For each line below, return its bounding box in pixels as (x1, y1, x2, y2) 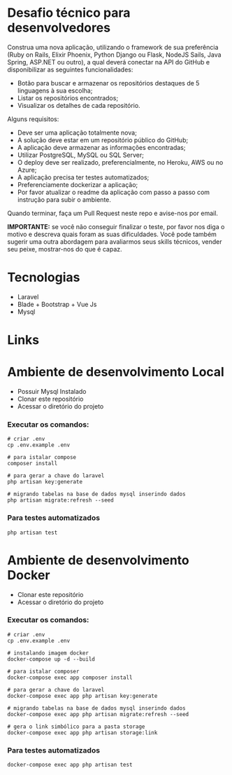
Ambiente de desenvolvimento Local (7, 364, 225, 380)
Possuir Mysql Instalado (17, 387, 87, 395)
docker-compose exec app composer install (7, 674, 133, 681)
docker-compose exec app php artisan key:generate (7, 692, 158, 699)
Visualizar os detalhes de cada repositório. (17, 101, 141, 109)
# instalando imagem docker (7, 650, 89, 657)
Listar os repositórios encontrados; (17, 93, 119, 102)
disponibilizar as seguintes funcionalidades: (7, 65, 133, 74)
